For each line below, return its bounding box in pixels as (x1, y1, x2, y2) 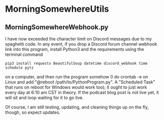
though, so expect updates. (5, 109, 61, 115)
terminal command (5, 51, 43, 57)
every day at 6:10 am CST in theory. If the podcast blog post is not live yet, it (5, 90, 159, 95)
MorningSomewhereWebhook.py (5, 23, 109, 31)
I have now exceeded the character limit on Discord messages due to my (5, 36, 152, 42)
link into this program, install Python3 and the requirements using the (5, 47, 144, 52)
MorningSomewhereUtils (5, 3, 109, 15)
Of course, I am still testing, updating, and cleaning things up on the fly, (5, 104, 149, 110)
